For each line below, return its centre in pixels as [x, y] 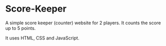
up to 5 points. [20, 28]
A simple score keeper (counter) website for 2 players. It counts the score [83, 23]
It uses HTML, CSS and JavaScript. [42, 38]
